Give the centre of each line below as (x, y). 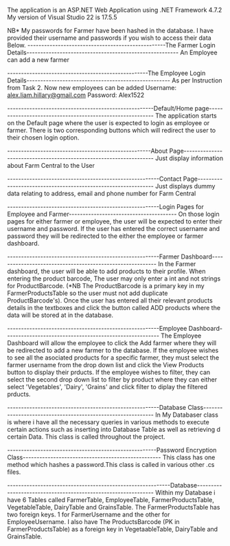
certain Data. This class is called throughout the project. (87, 437)
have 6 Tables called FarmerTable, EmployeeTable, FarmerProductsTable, (111, 500)
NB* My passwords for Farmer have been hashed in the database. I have (111, 31)
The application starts (186, 116)
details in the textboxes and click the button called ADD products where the (114, 308)
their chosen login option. (43, 138)
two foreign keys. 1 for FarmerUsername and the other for (89, 514)
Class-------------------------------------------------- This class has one (111, 457)
